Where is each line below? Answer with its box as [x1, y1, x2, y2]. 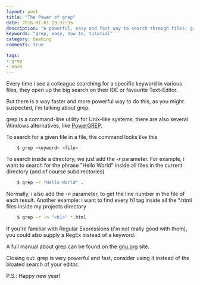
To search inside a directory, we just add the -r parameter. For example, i [6, 156, 185, 163]
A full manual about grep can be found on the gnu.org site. [6, 243, 150, 250]
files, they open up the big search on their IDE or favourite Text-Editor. [6, 86, 178, 93]
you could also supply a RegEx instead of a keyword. [6, 232, 136, 239]
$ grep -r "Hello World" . [17, 179, 84, 186]
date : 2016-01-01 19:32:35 [6, 20, 73, 26]
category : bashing [6, 36, 52, 42]
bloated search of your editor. [6, 261, 79, 268]
